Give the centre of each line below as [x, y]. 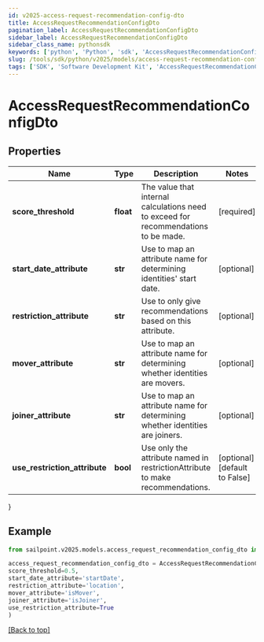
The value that [168, 187]
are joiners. [162, 435]
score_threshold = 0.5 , [44, 571]
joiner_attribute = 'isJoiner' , [58, 600]
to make [156, 477]
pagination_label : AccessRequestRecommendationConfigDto [103, 30]
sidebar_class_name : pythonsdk [59, 45]
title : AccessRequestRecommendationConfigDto [84, 23]
